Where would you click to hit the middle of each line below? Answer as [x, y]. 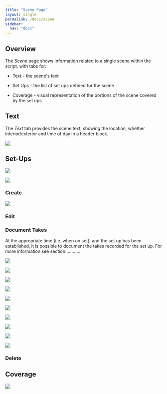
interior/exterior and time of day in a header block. [57, 134]
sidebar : [14, 24]
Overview [21, 49]
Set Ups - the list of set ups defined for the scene [63, 85]
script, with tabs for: [26, 66]
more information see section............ [43, 251]
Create [14, 193]
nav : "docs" [22, 29]
